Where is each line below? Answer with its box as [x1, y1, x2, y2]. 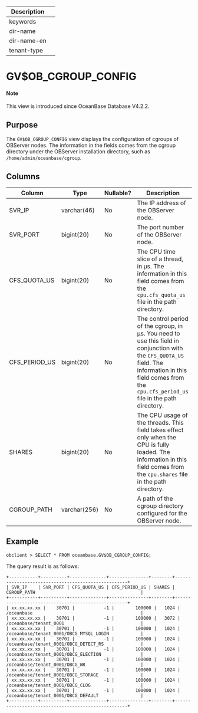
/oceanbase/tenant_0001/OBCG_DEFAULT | [6, 692, 144, 698]
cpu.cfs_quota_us [137, 292, 186, 298]
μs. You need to [137, 330, 180, 338]
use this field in [137, 337, 179, 345]
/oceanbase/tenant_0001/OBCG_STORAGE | [6, 672, 144, 678]
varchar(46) [61, 206, 95, 215]
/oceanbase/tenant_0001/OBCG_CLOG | [6, 682, 144, 688]
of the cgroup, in [137, 322, 183, 330]
